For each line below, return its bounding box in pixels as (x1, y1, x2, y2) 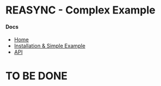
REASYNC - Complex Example (5, 4, 156, 17)
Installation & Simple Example (14, 42, 86, 50)
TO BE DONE (5, 69, 68, 82)
